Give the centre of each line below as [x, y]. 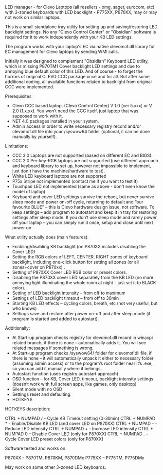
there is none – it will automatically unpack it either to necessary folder [83, 358]
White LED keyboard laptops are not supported [59, 176]
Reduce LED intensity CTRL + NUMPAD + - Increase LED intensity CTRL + [79, 429]
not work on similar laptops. [33, 17]
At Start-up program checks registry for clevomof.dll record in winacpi [82, 338]
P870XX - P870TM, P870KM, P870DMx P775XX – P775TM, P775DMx [75, 458]
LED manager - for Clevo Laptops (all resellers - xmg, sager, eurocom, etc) [80, 7]
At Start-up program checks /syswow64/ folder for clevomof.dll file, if [82, 353]
